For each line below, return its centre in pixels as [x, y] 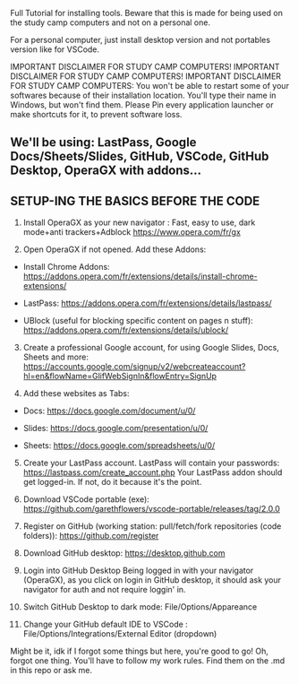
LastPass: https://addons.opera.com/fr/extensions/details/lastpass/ [147, 303]
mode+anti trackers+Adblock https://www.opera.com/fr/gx [132, 232]
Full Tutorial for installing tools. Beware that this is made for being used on [146, 13]
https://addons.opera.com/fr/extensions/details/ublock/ [126, 330]
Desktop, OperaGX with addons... [106, 171]
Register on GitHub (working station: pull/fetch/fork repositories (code [152, 526]
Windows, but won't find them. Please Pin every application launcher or [142, 105]
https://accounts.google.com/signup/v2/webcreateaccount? [134, 367]
